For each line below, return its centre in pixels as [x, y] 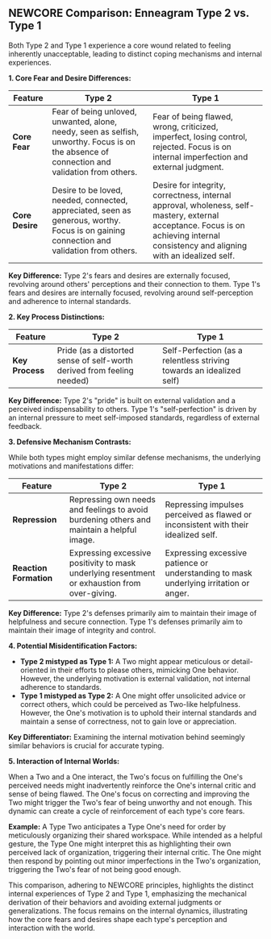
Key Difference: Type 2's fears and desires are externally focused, [119, 275]
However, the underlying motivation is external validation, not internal [135, 678]
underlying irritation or [207, 583]
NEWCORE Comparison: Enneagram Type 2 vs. [129, 13]
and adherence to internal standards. [70, 301]
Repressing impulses [204, 505]
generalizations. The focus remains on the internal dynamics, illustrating [128, 911]
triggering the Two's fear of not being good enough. [95, 869]
